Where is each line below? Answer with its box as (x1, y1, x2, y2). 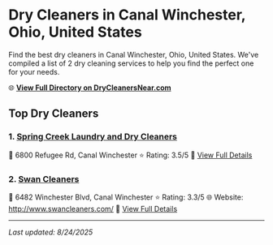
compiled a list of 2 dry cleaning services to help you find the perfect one (8, 58, 254, 68)
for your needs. (8, 67, 60, 76)
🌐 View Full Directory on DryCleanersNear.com (8, 83, 172, 92)
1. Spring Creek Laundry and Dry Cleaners (8, 131, 177, 143)
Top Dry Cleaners (8, 107, 99, 121)
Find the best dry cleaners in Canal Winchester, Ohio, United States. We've (8, 49, 259, 59)
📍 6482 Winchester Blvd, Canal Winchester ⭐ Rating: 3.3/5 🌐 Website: (8, 192, 244, 202)
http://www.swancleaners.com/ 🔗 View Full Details (8, 204, 178, 213)
